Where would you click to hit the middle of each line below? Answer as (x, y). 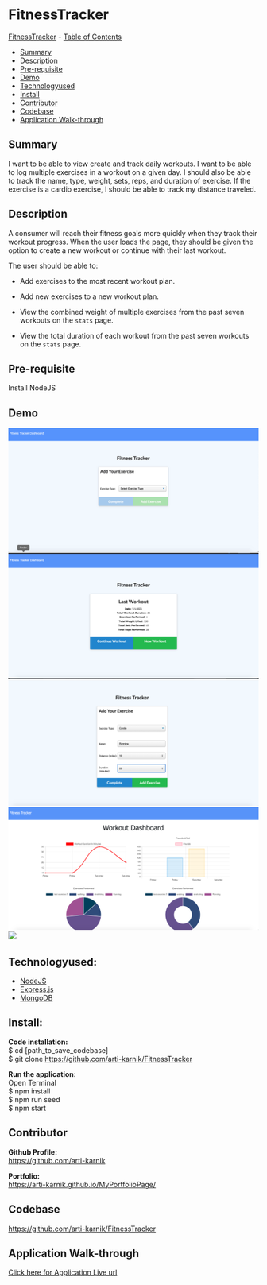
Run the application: (43, 1074)
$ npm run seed (35, 1099)
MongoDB (36, 998)
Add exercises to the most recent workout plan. (97, 281)
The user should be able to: (53, 265)
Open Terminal (33, 1082)
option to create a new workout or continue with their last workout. (117, 250)
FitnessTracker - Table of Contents (65, 37)
